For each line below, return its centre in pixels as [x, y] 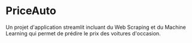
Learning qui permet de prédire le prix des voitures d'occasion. [83, 33]
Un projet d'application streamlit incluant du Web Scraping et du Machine [96, 27]
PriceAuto [31, 11]
